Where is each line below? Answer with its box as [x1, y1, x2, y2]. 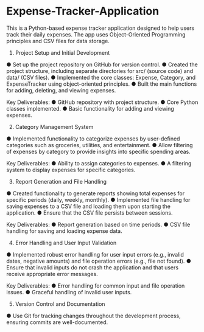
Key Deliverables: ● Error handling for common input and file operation [6, 282, 185, 289]
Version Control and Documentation [15, 300, 105, 308]
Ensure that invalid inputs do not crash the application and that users [6, 263, 178, 271]
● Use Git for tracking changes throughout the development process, [6, 312, 181, 319]
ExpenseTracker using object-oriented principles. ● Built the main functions [6, 80, 197, 88]
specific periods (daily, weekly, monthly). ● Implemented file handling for [6, 196, 191, 203]
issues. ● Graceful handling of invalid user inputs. [6, 288, 132, 296]
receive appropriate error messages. [6, 270, 99, 277]
